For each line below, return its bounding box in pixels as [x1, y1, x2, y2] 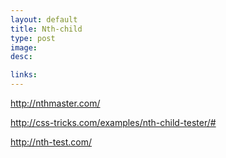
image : [10, 42, 38, 53]
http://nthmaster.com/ [10, 97, 101, 109]
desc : [10, 52, 33, 62]
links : [10, 70, 38, 80]
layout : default [10, 14, 78, 25]
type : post [10, 33, 56, 43]
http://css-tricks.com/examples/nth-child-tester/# [10, 117, 217, 128]
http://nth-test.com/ [10, 136, 93, 148]
